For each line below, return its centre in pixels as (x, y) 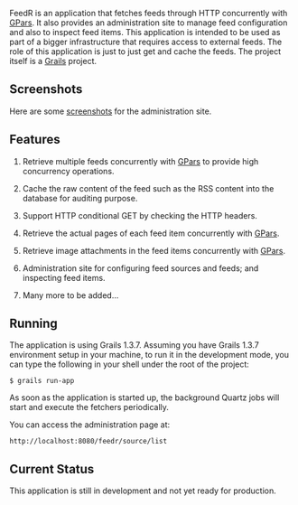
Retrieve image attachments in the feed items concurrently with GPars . (154, 250)
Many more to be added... (70, 295)
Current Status (52, 469)
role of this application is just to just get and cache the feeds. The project (145, 51)
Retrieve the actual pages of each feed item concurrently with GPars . (151, 233)
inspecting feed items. (64, 277)
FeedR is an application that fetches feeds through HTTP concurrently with (149, 13)
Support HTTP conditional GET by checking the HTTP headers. (140, 215)
